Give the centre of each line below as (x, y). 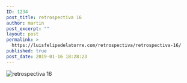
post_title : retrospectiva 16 (44, 17)
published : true (26, 51)
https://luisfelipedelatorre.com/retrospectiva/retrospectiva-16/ (97, 46)
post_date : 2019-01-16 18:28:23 (47, 57)
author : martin (25, 23)
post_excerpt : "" (28, 29)
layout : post (23, 34)
